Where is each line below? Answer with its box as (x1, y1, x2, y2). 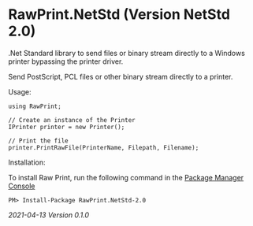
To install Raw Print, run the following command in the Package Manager (8, 172, 244, 182)
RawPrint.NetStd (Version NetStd (8, 6, 231, 24)
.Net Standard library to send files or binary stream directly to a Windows (8, 48, 246, 57)
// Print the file (8, 136, 69, 145)
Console (8, 181, 35, 191)
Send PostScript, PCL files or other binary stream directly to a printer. (8, 72, 233, 81)
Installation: (8, 157, 46, 167)
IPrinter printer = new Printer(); (8, 123, 125, 131)
